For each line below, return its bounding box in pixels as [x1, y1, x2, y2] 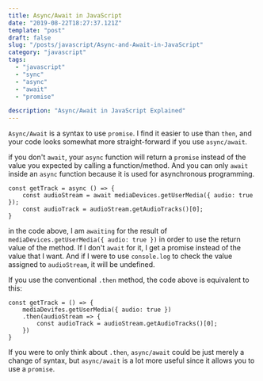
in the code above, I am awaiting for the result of [8, 227, 168, 236]
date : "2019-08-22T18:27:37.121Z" [8, 19, 123, 27]
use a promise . [8, 364, 55, 374]
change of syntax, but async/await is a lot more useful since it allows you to [8, 356, 255, 365]
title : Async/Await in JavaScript [8, 11, 123, 20]
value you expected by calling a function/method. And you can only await [8, 161, 249, 170]
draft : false [8, 33, 51, 42]
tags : [8, 56, 26, 64]
